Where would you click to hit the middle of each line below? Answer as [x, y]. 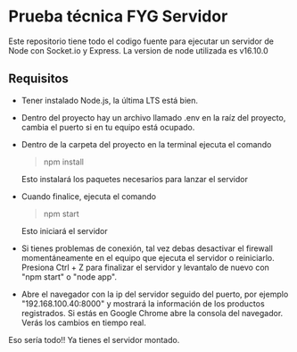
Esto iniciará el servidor [64, 230]
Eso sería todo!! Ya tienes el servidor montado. [94, 339]
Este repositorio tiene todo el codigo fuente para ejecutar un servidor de [141, 41]
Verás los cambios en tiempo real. [83, 323]
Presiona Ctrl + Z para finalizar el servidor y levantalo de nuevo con [145, 267]
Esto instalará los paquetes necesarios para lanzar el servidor [135, 179]
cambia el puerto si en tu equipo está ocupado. [108, 127]
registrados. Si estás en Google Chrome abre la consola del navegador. [152, 313]
